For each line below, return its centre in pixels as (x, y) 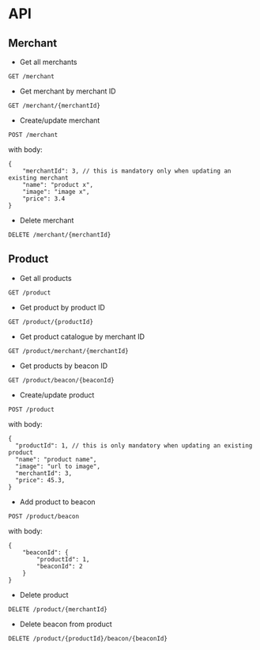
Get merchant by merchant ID (68, 91)
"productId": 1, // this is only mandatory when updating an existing (134, 445)
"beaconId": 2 (60, 566)
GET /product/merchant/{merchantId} (68, 351)
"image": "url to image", (58, 466)
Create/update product (57, 395)
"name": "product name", (56, 459)
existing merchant (38, 178)
